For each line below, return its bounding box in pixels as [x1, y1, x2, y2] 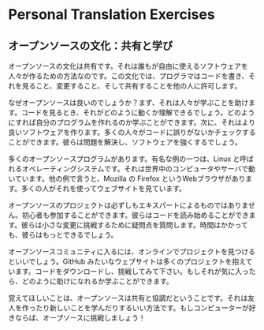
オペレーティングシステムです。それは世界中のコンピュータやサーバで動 [21, 164, 256, 173]
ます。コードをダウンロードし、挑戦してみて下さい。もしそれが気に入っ [14, 267, 250, 276]
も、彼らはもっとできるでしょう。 [8, 231, 118, 239]
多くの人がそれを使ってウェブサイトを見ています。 [20, 184, 187, 193]
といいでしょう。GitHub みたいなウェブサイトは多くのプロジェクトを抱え [8, 257, 246, 266]
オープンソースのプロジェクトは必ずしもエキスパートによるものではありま [8, 201, 249, 210]
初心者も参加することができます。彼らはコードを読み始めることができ [21, 211, 250, 219]
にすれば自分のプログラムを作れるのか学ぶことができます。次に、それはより [8, 118, 256, 127]
